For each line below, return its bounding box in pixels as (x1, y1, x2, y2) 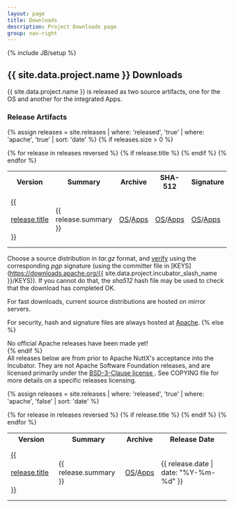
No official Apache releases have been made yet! (7, 339, 148, 348)
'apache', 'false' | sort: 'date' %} (7, 397, 100, 406)
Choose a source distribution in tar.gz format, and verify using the (7, 254, 196, 263)
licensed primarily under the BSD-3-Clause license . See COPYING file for (7, 369, 219, 377)
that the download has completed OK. (7, 284, 116, 293)
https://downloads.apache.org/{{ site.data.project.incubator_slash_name (9, 269, 217, 277)
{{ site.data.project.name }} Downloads (7, 69, 183, 81)
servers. (7, 305, 31, 314)
